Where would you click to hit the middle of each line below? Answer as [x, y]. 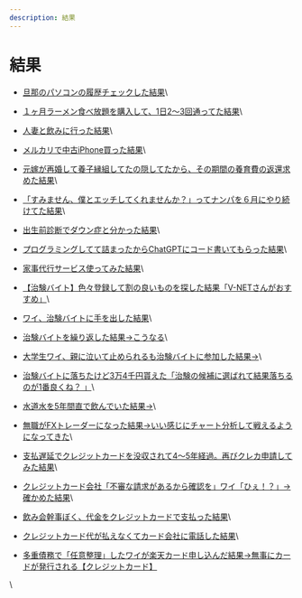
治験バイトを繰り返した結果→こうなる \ [95, 337]
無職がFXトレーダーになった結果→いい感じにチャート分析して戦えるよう [157, 425]
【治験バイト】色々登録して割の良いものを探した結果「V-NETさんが [149, 287]
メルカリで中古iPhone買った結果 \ [84, 149]
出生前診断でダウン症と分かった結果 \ [91, 229]
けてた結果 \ [44, 210]
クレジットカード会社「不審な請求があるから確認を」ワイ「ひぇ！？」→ [156, 486]
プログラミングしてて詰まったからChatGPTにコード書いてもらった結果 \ [155, 248]
